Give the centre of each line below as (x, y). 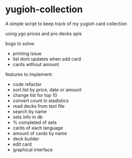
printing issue (27, 53)
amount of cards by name (40, 133)
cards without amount (36, 64)
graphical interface (32, 149)
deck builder (26, 139)
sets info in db (28, 117)
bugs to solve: (20, 43)
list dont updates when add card (47, 59)
